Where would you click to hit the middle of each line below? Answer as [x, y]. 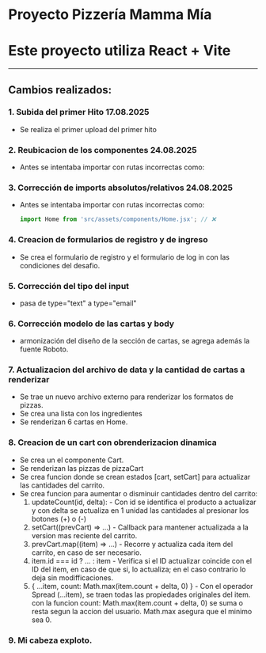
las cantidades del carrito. [62, 485]
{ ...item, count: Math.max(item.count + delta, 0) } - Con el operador [142, 586]
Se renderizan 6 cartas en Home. [74, 422]
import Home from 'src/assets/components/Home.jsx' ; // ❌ [118, 219]
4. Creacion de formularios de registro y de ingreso [108, 240]
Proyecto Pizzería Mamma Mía [110, 15]
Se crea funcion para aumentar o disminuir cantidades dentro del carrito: [139, 493]
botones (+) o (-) [59, 518]
